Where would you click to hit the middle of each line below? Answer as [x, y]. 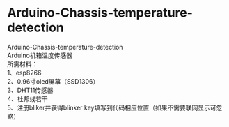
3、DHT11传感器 [30, 90]
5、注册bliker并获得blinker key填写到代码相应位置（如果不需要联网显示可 [112, 107]
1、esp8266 [24, 73]
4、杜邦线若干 [28, 98]
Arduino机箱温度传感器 [40, 55]
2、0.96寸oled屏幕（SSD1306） [53, 81]
